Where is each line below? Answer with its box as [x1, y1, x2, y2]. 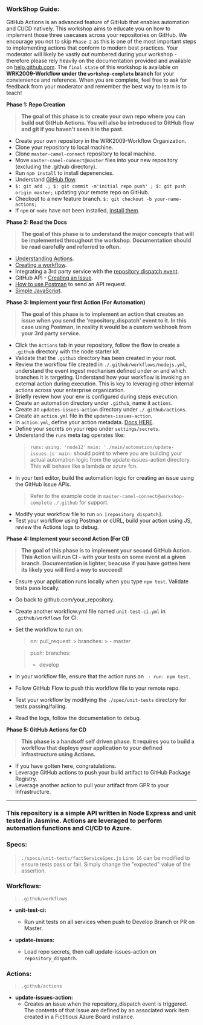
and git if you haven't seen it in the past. [21, 126, 124, 133]
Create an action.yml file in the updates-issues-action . [14, 412, 153, 419]
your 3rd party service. [21, 330, 81, 337]
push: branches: [30, 649, 71, 657]
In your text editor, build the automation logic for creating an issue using [14, 474, 195, 482]
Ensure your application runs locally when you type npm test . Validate [14, 578, 189, 585]
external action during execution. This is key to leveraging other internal [14, 380, 194, 387]
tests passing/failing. [14, 702, 68, 710]
